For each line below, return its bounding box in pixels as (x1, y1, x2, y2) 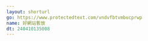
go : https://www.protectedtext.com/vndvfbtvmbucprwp (6, 14, 143, 20)
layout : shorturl (6, 8, 50, 15)
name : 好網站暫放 (6, 20, 45, 26)
